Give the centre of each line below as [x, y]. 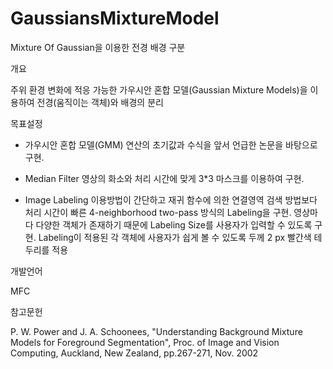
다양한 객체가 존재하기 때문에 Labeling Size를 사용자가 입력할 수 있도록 [174, 224]
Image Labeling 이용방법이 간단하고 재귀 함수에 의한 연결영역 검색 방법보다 [171, 199]
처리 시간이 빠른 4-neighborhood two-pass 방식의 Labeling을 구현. [158, 212]
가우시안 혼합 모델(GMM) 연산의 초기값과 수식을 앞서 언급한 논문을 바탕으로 [171, 144]
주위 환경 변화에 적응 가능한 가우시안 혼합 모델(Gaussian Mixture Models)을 [159, 89]
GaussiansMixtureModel [115, 18]
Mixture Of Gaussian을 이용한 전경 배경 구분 [98, 47]
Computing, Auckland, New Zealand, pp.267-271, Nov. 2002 [134, 353]
